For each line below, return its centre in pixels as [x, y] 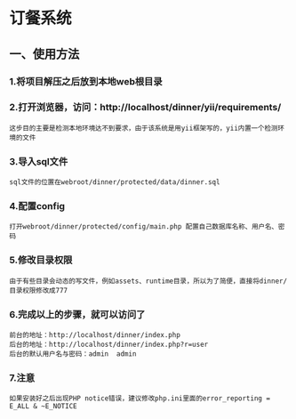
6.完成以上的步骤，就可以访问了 [77, 314]
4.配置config [37, 206]
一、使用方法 [44, 54]
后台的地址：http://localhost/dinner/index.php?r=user [109, 344]
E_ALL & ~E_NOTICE [43, 407]
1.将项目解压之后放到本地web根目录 [86, 81]
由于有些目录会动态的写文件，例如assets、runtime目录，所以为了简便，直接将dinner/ [148, 281]
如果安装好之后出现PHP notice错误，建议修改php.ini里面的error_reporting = [140, 399]
